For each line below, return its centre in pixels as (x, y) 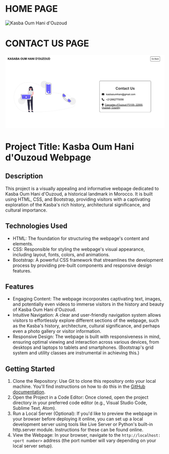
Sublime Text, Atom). (34, 408)
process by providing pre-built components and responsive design (82, 265)
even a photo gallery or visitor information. (57, 331)
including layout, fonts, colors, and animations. (61, 254)
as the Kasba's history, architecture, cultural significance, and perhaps (86, 326)
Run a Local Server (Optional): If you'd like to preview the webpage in (85, 414)
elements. (23, 244)
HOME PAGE (32, 9)
